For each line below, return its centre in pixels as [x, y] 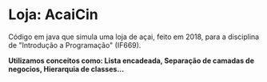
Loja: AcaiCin [53, 15]
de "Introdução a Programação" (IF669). [75, 45]
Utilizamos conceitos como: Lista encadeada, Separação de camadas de [131, 61]
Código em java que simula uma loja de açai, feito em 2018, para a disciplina [134, 37]
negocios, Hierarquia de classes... [66, 68]
